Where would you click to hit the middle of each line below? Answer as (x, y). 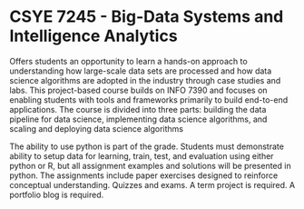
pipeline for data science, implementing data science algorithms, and (138, 119)
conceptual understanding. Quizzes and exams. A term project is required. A (152, 184)
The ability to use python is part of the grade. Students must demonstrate (147, 146)
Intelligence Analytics (94, 36)
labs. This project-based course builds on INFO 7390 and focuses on (138, 90)
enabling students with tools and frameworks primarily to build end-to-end (149, 100)
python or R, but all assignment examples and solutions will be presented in (151, 165)
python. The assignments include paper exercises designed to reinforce (144, 175)
